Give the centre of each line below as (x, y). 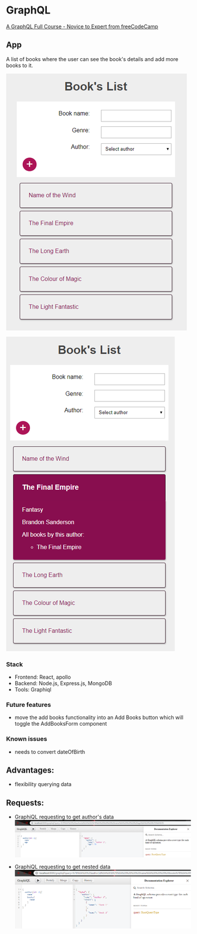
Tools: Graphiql (33, 690)
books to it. (20, 65)
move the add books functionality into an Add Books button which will (99, 717)
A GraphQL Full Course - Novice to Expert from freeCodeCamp (82, 26)
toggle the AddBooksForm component (61, 724)
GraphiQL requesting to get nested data (62, 867)
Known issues (27, 739)
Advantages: (30, 771)
